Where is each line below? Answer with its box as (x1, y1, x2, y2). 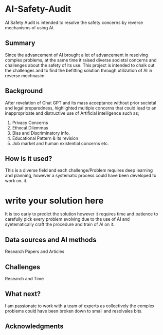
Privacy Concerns (12, 120, 48, 126)
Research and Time (5, 275, 44, 281)
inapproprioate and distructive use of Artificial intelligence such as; (5, 110, 140, 116)
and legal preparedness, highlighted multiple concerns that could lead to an (5, 105, 157, 111)
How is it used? (5, 154, 53, 163)
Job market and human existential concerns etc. (12, 140, 109, 146)
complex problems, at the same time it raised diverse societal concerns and (5, 57, 157, 63)
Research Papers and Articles (5, 249, 65, 254)
